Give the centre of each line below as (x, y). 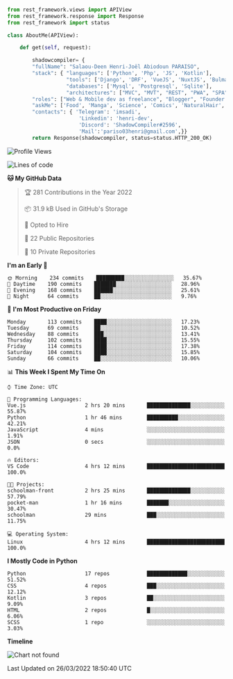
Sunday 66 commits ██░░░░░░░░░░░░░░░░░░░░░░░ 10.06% (103, 358)
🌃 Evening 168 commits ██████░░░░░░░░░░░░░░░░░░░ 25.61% (103, 290)
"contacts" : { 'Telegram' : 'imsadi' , (86, 112)
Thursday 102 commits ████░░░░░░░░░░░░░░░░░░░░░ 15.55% (103, 340)
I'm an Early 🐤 (27, 265)
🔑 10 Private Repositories (60, 251)
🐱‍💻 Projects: (26, 484)
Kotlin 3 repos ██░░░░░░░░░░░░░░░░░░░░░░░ (116, 598)
